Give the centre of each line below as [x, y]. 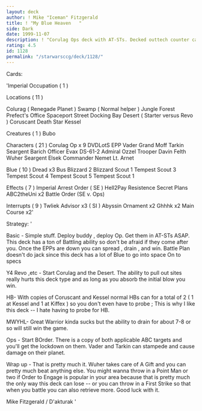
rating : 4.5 [21, 46]
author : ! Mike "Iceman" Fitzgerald [52, 17]
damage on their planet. [36, 353]
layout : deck [23, 12]
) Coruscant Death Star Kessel [44, 122]
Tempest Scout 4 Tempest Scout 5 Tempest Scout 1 [70, 176]
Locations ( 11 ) [25, 97]
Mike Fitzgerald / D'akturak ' [41, 401]
